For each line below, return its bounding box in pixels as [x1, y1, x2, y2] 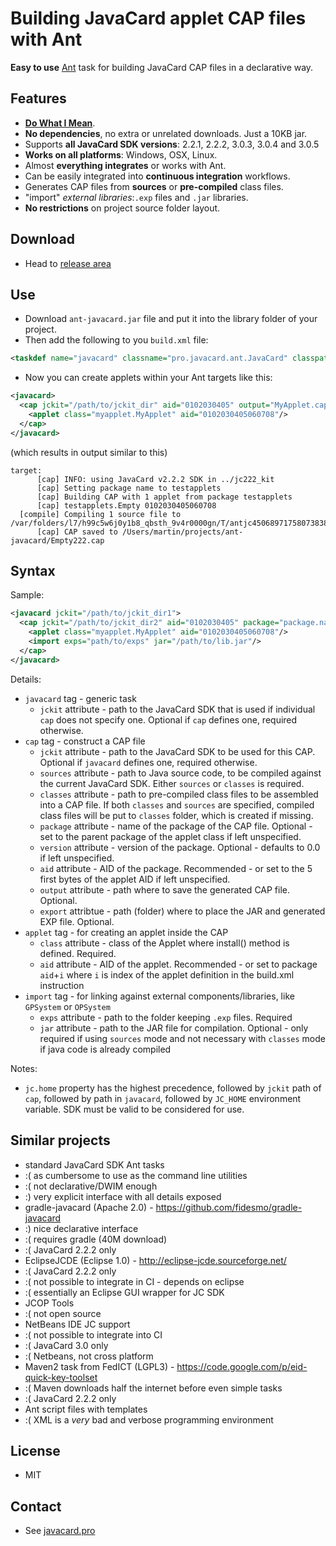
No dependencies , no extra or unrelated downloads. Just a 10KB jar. [24, 127, 308, 139]
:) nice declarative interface [24, 1222, 139, 1234]
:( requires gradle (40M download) [24, 1233, 168, 1245]
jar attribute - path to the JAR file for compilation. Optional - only [39, 1022, 309, 1034]
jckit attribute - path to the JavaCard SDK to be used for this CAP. [39, 745, 316, 757]
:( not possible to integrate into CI [24, 1328, 163, 1341]
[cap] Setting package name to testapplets [36, 483, 222, 493]
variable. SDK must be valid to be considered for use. [24, 1103, 245, 1115]
